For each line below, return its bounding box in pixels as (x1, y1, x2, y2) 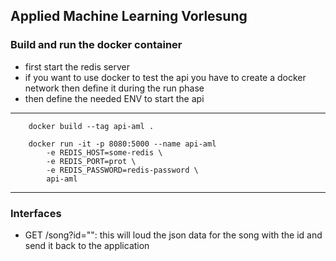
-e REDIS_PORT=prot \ (46, 156, 137, 166)
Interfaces (10, 206, 62, 220)
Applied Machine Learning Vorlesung (10, 8, 248, 25)
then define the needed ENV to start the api (24, 92, 205, 104)
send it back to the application (24, 239, 150, 251)
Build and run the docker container (10, 38, 183, 52)
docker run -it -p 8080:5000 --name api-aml (28, 139, 217, 149)
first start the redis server (24, 60, 130, 73)
